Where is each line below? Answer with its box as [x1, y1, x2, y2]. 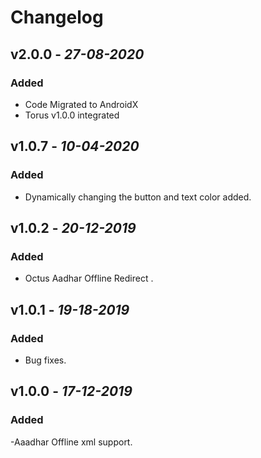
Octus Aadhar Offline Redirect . [24, 272, 154, 285]
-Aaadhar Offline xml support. [10, 436, 133, 448]
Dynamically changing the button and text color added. [24, 191, 252, 203]
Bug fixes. [24, 354, 67, 366]
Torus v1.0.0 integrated [24, 109, 120, 121]
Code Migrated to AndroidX [24, 98, 139, 110]
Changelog [10, 6, 104, 29]
